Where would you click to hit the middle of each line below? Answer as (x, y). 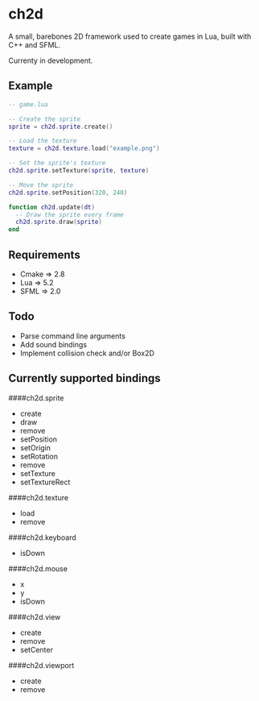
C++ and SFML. (35, 44)
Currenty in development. (51, 60)
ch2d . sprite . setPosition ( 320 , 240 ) (68, 193)
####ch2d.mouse (38, 568)
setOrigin (35, 447)
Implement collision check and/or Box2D (87, 353)
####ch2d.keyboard (42, 537)
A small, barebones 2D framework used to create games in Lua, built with (130, 36)
